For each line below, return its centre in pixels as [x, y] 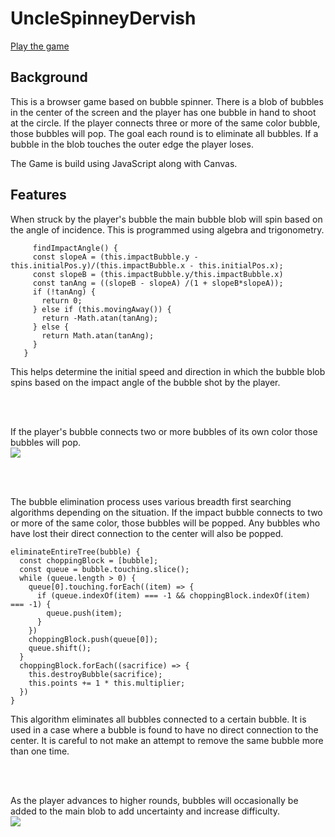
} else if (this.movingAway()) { [102, 309]
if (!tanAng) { [64, 292]
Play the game [40, 46]
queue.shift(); [60, 648]
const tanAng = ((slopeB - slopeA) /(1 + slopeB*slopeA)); [158, 283]
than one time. [40, 751]
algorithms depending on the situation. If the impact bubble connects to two [166, 512]
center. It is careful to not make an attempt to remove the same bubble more [167, 740]
